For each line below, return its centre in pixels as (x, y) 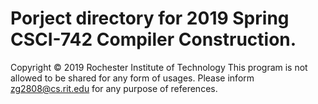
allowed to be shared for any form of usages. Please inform (132, 78)
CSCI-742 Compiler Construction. (153, 39)
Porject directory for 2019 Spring (150, 18)
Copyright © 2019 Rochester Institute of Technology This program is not (159, 67)
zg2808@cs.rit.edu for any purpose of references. (114, 88)
